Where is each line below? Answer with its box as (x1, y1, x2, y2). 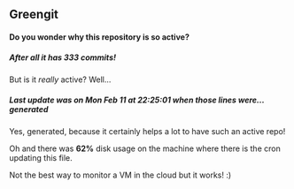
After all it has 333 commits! (9, 52, 117, 63)
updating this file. (9, 152, 73, 163)
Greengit (9, 7, 59, 22)
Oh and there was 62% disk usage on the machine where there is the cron (9, 143, 281, 154)
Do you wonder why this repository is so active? (9, 31, 190, 42)
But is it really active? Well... (9, 74, 112, 85)
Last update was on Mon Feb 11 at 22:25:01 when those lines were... (9, 94, 265, 105)
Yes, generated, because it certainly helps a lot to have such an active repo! (9, 125, 286, 136)
